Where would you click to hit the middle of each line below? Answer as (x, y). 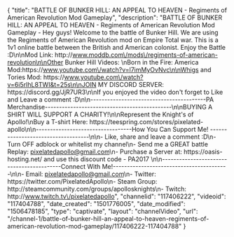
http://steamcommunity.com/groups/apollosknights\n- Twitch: (97, 189)
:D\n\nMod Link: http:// (40, 55)
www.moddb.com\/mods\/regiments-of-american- (145, 55)
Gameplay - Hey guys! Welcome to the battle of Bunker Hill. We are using (113, 32)
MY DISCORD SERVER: (131, 84)
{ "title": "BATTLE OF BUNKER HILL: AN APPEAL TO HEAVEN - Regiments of (117, 10)
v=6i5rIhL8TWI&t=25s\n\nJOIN (52, 84)
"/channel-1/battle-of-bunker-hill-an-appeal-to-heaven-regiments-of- (108, 219)
